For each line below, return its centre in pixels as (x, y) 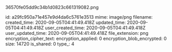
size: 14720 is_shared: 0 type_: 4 (40, 44)
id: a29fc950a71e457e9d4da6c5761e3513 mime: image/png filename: (79, 17)
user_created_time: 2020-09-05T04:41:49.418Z (95, 28)
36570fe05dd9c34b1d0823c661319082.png (52, 7)
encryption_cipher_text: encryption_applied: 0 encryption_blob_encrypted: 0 (86, 38)
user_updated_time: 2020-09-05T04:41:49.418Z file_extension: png (77, 33)
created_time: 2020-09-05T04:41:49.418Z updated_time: (65, 22)
